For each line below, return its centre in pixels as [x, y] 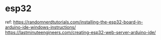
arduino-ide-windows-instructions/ [40, 27]
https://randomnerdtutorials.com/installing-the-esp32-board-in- [78, 22]
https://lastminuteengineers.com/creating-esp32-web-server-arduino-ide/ [80, 32]
